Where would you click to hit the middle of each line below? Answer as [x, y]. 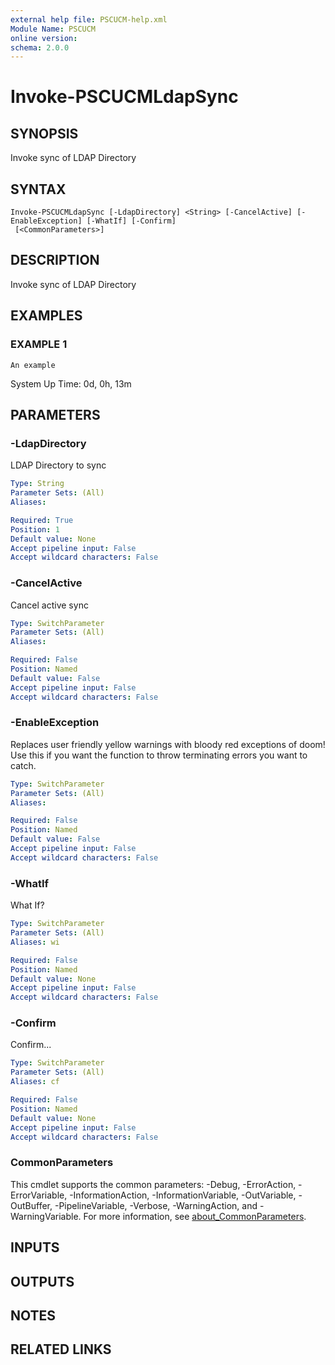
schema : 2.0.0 [40, 47]
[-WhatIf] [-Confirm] [131, 221]
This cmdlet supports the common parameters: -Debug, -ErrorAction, [153, 1184]
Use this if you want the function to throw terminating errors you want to [159, 755]
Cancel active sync [49, 605]
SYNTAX [38, 189]
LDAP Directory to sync [58, 465]
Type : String [37, 484]
